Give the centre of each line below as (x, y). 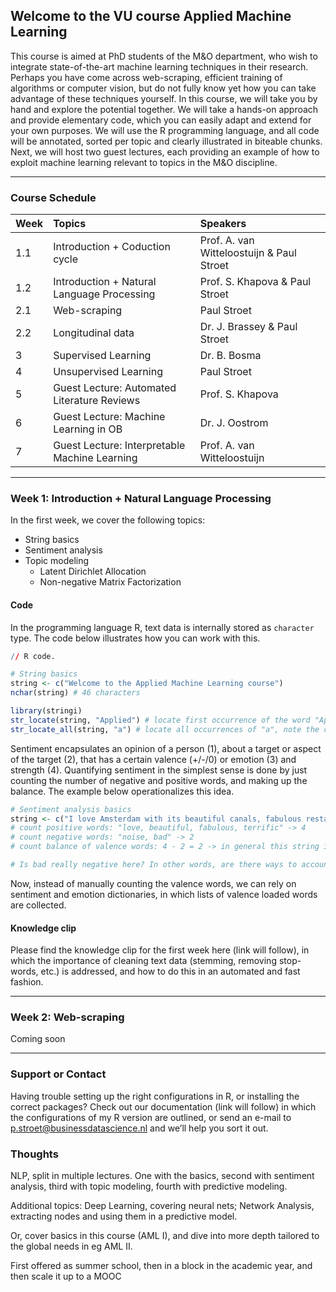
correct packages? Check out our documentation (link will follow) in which (163, 1106)
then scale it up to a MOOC (66, 1276)
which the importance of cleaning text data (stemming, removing (143, 961)
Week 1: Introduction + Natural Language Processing (141, 499)
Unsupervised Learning (108, 372)
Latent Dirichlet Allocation (93, 571)
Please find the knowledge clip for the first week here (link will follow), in (160, 950)
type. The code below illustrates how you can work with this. (135, 638)
